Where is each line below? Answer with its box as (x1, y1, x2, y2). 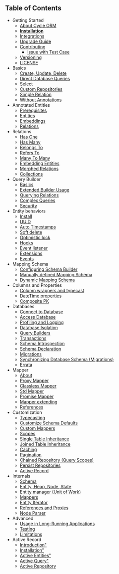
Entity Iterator (19, 499, 48, 505)
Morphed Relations (19, 166, 59, 172)
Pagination (19, 451, 42, 458)
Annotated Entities (12, 102, 51, 108)
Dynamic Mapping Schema (19, 277, 75, 283)
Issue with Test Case (27, 49, 70, 55)
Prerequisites (19, 107, 47, 113)
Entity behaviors (12, 208, 46, 214)
